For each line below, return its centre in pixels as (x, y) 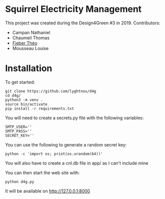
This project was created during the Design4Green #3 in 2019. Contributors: (83, 23)
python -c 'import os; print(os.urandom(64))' (54, 154)
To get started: (20, 82)
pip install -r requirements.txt (40, 108)
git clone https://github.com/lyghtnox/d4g (51, 91)
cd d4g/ (13, 95)
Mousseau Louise (30, 48)
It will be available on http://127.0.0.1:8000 (48, 191)
